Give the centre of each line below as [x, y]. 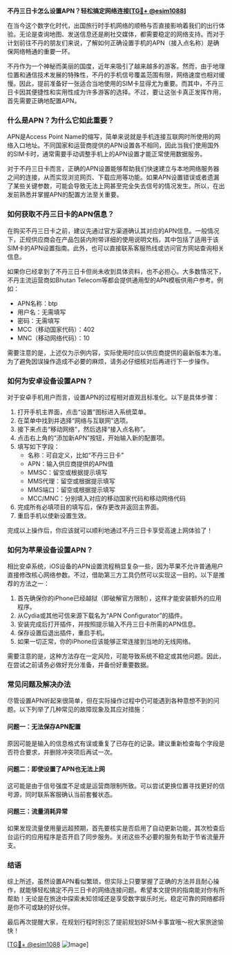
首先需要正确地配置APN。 [44, 101]
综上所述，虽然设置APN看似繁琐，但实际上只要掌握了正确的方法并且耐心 [110, 882]
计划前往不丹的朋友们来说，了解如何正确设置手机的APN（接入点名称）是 [110, 43]
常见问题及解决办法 [39, 685]
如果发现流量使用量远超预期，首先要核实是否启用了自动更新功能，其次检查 [113, 828]
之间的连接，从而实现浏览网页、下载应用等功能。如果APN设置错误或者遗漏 [113, 177]
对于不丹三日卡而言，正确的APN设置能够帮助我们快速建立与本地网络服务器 [113, 169]
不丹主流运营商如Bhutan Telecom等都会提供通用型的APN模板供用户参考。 [112, 280]
